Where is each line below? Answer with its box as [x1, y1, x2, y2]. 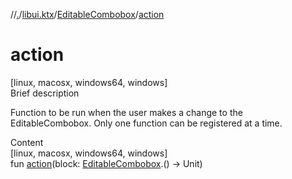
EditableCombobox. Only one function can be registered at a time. [10, 117, 283, 129]
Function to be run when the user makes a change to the [10, 106, 243, 118]
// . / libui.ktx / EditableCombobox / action [10, 9, 165, 20]
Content [10, 136, 44, 148]
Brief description [10, 87, 80, 99]
